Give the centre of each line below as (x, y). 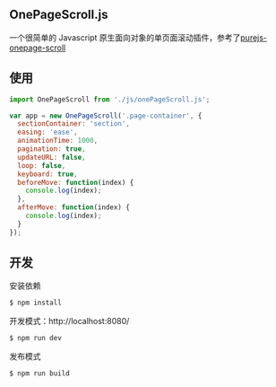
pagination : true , (52, 149)
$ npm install (36, 303)
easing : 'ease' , (47, 132)
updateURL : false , (52, 157)
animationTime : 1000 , (58, 141)
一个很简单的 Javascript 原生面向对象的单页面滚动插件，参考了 (125, 37)
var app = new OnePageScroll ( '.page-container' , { (106, 116)
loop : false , (42, 165)
